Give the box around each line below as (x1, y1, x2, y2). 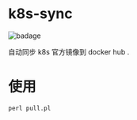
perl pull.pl (8, 104, 51, 112)
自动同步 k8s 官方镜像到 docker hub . (8, 47, 130, 56)
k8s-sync (8, 5, 73, 23)
